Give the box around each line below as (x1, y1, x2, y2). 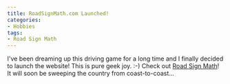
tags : (7, 29, 23, 36)
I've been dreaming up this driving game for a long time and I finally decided (7, 54, 224, 63)
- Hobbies (7, 23, 36, 30)
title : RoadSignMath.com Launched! (7, 10, 109, 17)
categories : (7, 17, 41, 23)
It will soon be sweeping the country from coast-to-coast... (7, 70, 174, 78)
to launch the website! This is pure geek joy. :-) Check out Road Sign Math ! (7, 62, 220, 70)
